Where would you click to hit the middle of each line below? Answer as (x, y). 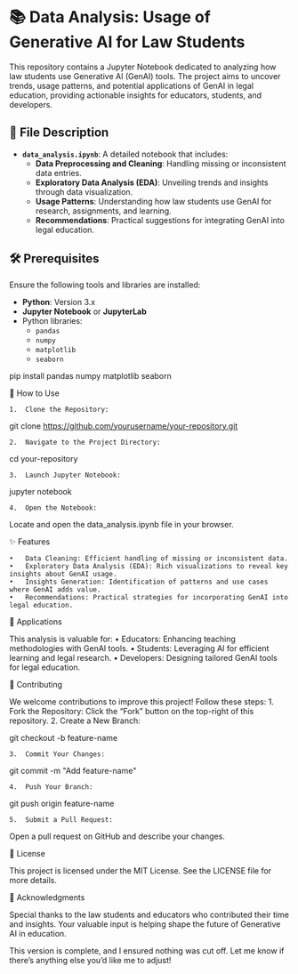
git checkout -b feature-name (64, 737)
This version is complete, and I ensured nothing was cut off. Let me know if (147, 950)
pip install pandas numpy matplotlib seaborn (90, 375)
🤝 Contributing (36, 684)
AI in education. (38, 933)
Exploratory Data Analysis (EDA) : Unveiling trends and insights (152, 182)
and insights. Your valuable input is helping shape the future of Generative (145, 924)
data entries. (58, 173)
